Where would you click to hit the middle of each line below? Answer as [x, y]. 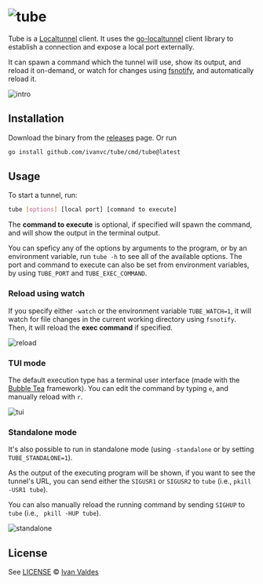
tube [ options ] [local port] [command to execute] [93, 210]
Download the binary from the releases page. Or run [93, 137]
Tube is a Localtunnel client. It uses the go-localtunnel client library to [121, 38]
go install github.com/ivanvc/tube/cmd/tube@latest [94, 152]
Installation [36, 119]
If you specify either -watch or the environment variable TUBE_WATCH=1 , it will [130, 311]
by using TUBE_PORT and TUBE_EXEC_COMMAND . [78, 273]
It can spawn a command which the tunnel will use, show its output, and [124, 62]
